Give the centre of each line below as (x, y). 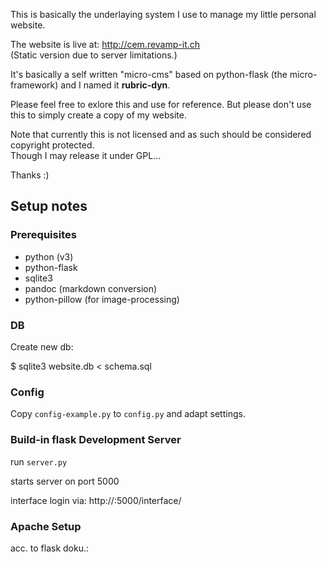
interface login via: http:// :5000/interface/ (96, 500)
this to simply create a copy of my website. (99, 115)
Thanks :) (30, 175)
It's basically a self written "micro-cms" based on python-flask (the (149, 74)
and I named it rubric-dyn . (115, 85)
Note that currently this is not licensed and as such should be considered (161, 134)
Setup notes (49, 206)
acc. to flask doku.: (50, 548)
